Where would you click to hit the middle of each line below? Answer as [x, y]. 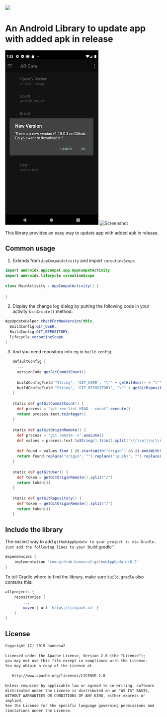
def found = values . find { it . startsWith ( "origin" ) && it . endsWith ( [89, 451]
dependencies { [21, 557]
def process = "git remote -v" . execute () [61, 435]
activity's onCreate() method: [42, 311]
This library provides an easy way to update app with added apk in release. [82, 233]
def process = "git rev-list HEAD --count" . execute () [74, 409]
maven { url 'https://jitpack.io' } [61, 608]
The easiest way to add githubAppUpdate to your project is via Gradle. [81, 542]
